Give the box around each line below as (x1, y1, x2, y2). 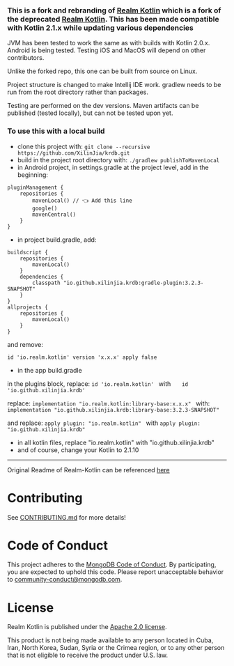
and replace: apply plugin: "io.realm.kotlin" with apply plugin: (7, 419, 201, 427)
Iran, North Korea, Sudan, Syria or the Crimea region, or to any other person (7, 644, 225, 652)
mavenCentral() (32, 211, 77, 218)
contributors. (7, 54, 45, 62)
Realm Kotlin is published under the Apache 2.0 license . (7, 623, 167, 631)
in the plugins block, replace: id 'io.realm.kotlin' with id (7, 379, 189, 388)
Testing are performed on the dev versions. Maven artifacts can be (7, 102, 199, 110)
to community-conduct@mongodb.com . (7, 575, 123, 584)
